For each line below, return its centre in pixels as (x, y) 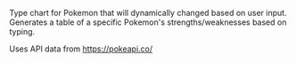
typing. (22, 31)
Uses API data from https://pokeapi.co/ (81, 49)
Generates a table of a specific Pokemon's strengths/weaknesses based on (148, 22)
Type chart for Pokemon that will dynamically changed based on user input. (148, 13)
